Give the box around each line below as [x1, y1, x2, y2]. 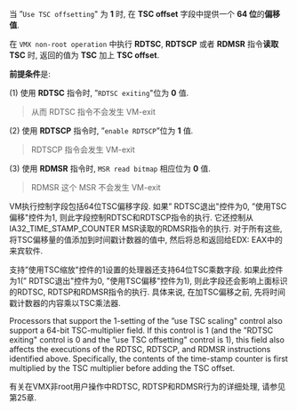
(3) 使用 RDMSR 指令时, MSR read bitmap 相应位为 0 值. [9, 164, 212, 173]
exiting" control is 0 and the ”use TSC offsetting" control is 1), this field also [9, 334, 285, 345]
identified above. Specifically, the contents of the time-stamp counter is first [9, 353, 289, 364]
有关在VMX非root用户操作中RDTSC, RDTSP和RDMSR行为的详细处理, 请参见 [9, 382, 286, 391]
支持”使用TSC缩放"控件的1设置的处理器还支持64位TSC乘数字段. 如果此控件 [9, 264, 284, 275]
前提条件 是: [9, 68, 52, 79]
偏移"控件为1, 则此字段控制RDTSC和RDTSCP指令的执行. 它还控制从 [9, 213, 253, 222]
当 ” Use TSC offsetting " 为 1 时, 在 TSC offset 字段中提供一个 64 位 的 [9, 9, 265, 19]
